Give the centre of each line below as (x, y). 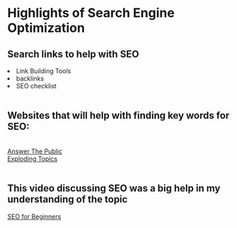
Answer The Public (35, 151)
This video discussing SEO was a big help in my (114, 188)
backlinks (30, 78)
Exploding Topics (33, 158)
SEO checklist (36, 86)
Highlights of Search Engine (91, 13)
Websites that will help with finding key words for (118, 115)
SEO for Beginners (34, 216)
